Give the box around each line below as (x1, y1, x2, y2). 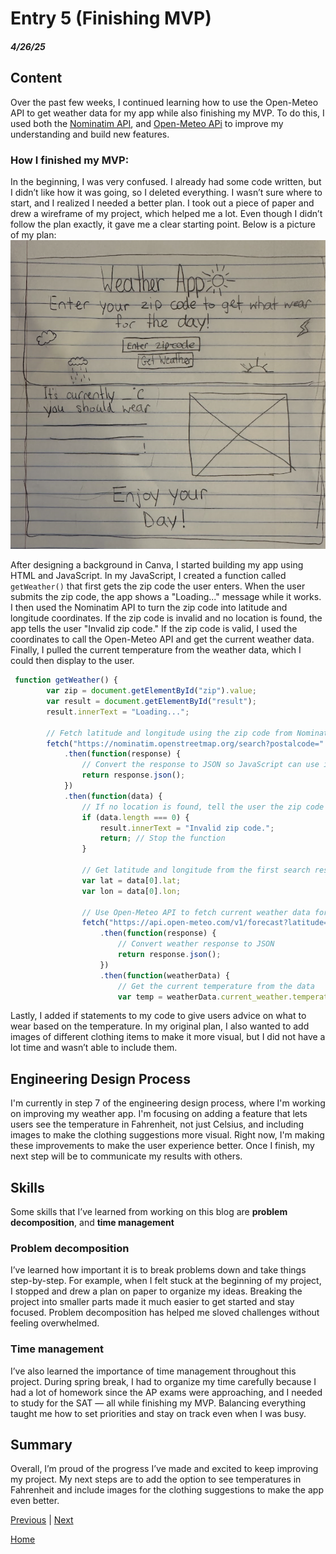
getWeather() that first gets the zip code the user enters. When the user (10, 580, 306, 592)
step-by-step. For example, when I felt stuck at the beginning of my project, (10, 1275, 322, 1287)
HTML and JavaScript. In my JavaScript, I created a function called (10, 570, 287, 582)
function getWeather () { (14, 675, 118, 686)
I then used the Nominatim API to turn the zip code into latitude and (10, 602, 288, 614)
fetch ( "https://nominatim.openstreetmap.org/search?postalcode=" (46, 738, 325, 749)
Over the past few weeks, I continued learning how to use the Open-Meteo (10, 96, 319, 108)
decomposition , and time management (10, 1217, 175, 1228)
